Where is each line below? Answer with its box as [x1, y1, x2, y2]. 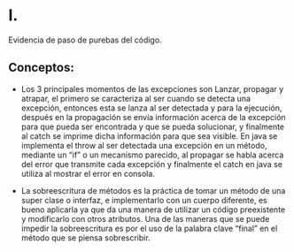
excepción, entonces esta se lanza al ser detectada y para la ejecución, [20, 103, 282, 113]
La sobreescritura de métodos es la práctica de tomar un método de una [20, 185, 286, 195]
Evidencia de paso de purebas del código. [8, 34, 162, 45]
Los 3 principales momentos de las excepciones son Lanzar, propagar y [20, 83, 284, 94]
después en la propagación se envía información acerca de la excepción [20, 111, 286, 122]
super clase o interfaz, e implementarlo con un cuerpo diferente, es [20, 195, 267, 205]
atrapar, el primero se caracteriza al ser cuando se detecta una [20, 93, 251, 103]
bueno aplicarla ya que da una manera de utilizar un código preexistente [20, 204, 285, 215]
